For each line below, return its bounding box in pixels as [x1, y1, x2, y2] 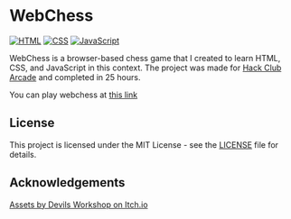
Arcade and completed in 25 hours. [9, 71, 141, 82]
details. [9, 149, 37, 160]
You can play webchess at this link [9, 89, 138, 100]
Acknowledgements [9, 175, 126, 190]
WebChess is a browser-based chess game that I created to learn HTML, [9, 52, 281, 63]
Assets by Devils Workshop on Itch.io [9, 199, 148, 210]
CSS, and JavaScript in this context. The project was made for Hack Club [9, 62, 282, 73]
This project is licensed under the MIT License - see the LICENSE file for [9, 139, 278, 150]
